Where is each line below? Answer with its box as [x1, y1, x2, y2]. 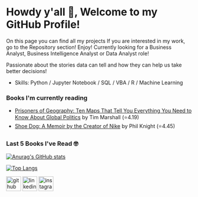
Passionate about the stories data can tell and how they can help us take [6, 61, 182, 68]
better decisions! [6, 67, 47, 74]
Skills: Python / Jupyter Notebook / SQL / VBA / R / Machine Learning [14, 79, 183, 86]
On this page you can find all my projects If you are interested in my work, [6, 37, 186, 44]
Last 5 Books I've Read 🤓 [6, 140, 78, 148]
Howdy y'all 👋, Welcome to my [6, 5, 158, 19]
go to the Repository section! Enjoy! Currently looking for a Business [6, 44, 172, 51]
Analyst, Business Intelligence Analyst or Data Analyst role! [6, 50, 149, 57]
